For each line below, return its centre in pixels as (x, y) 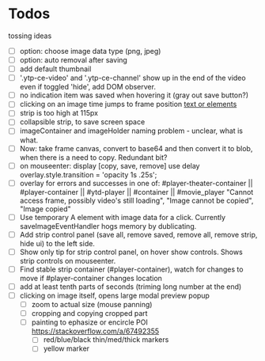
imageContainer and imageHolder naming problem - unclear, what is (131, 131)
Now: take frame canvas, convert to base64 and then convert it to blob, (136, 148)
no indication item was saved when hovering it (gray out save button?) (134, 95)
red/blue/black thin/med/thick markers (106, 340)
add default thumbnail (55, 69)
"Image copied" (45, 209)
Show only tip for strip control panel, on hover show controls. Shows (131, 252)
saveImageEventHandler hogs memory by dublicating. (108, 226)
